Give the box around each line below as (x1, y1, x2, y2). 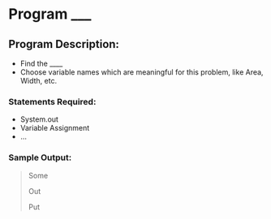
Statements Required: (8, 96, 97, 107)
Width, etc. (19, 76, 58, 85)
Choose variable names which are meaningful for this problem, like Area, (19, 67, 264, 77)
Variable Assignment (19, 123, 90, 133)
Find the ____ (19, 58, 63, 68)
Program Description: (8, 37, 120, 51)
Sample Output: (8, 152, 72, 163)
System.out (19, 114, 59, 124)
